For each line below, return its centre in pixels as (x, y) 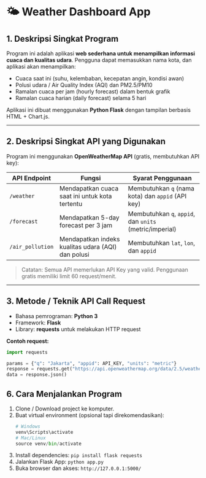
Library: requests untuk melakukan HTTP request (78, 329)
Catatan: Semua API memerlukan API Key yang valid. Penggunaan (105, 269)
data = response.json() (37, 375)
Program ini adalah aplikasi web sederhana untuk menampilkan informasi (101, 53)
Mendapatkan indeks (90, 239)
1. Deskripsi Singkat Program (63, 38)
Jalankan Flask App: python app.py (59, 462)
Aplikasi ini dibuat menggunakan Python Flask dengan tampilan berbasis (99, 110)
